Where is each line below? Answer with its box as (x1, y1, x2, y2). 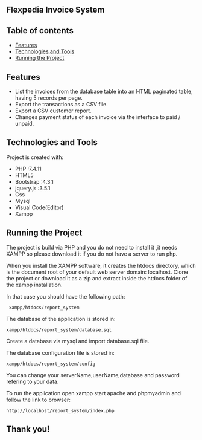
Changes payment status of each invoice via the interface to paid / (14, 114, 181, 121)
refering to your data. (6, 378, 59, 385)
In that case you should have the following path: (6, 293, 125, 300)
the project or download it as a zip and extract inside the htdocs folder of (6, 274, 188, 282)
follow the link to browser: (6, 396, 71, 403)
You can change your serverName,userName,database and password (6, 371, 180, 378)
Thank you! (6, 424, 50, 435)
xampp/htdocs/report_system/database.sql (6, 326, 112, 333)
